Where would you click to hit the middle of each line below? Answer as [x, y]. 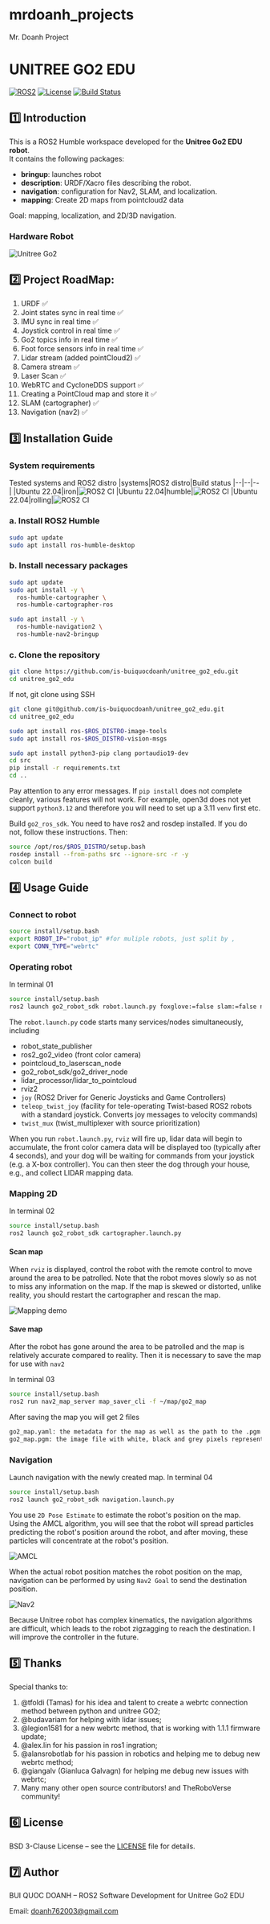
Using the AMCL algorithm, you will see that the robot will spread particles [132, 1523]
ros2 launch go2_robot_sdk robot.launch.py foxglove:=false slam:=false [133, 1007]
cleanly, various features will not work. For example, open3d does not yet [130, 799]
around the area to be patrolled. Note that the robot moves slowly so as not [133, 1278]
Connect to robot [43, 914]
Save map [26, 1329]
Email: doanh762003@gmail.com [64, 1911]
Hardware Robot [42, 236]
